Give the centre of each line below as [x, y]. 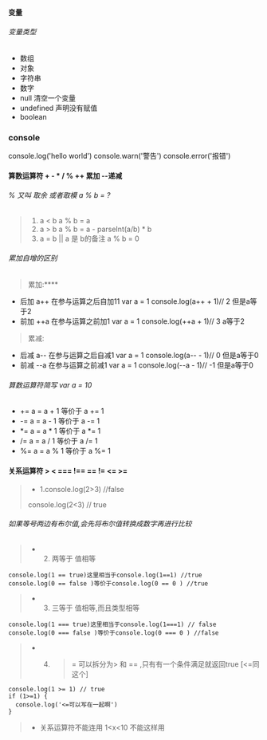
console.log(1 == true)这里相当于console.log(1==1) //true [105, 575]
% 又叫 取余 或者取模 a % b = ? [59, 195]
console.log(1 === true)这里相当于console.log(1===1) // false [112, 624]
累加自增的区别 [33, 258]
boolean [33, 116]
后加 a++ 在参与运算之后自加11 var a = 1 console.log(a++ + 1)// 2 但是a [135, 301]
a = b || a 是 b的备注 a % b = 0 [89, 238]
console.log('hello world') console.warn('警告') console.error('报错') [120, 156]
